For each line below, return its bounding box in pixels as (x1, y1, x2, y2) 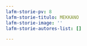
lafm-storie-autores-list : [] (5, 25, 82, 32)
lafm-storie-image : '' (5, 20, 63, 26)
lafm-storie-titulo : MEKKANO (5, 14, 79, 20)
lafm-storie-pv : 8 (5, 8, 52, 15)
